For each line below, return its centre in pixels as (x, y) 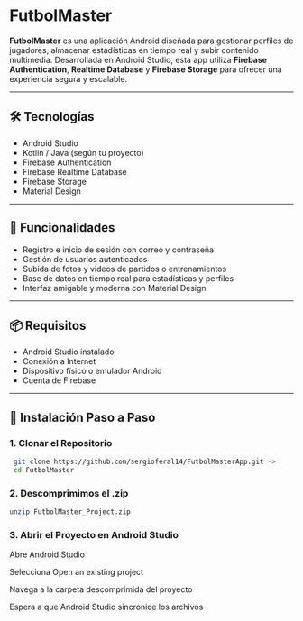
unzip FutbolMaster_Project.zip (70, 512)
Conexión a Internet (59, 361)
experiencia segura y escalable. (69, 78)
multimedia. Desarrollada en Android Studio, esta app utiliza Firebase (138, 59)
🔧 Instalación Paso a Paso (83, 417)
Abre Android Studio (47, 554)
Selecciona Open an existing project (77, 572)
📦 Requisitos (48, 325)
